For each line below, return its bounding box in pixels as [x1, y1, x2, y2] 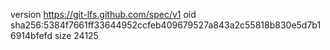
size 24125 [54, 30, 99, 41]
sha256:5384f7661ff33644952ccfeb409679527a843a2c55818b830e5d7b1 [10, 19, 322, 31]
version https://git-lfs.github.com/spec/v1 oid [10, 9, 197, 20]
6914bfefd [10, 30, 53, 41]
